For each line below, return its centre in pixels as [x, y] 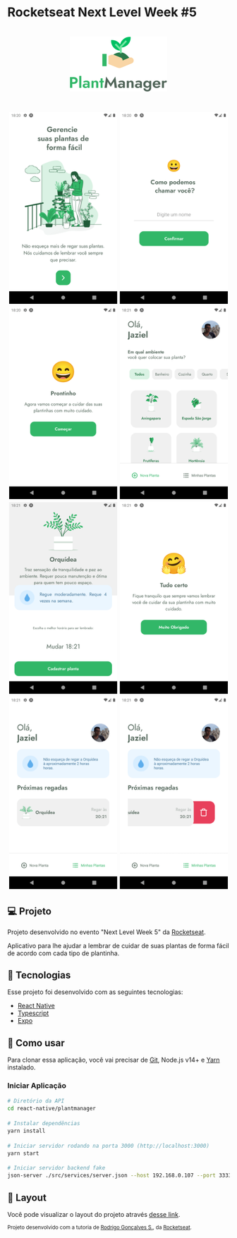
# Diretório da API [36, 1101]
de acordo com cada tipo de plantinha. [63, 953]
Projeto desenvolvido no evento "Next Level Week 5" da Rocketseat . [107, 932]
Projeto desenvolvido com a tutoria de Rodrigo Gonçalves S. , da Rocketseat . [99, 1227]
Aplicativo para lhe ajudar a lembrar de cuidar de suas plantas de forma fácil [118, 945]
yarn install [26, 1131]
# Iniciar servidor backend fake [56, 1168]
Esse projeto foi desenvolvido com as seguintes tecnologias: [95, 992]
